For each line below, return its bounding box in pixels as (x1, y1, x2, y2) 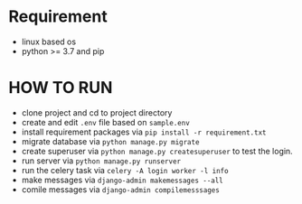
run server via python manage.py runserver (21, 155, 182, 166)
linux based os (21, 36, 77, 47)
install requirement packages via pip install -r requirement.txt (21, 126, 267, 137)
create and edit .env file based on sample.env (21, 116, 191, 127)
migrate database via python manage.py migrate (21, 135, 200, 146)
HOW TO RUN (8, 78, 113, 98)
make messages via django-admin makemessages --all (21, 174, 223, 185)
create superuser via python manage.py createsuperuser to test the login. (21, 145, 293, 156)
